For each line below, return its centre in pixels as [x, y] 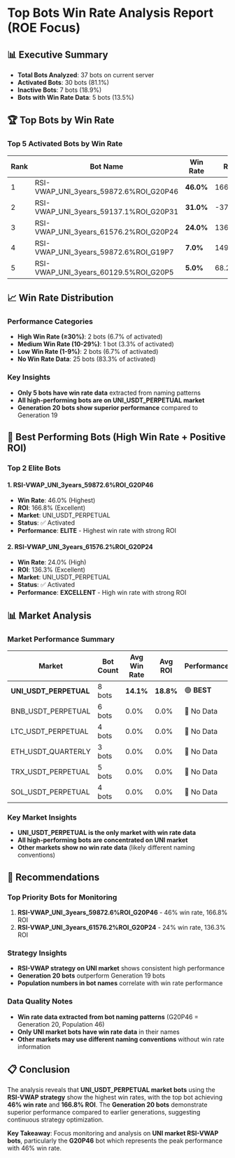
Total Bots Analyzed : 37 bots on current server [86, 75]
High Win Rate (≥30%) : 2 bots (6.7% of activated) [90, 337]
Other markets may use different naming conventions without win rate [121, 1039]
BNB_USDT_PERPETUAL [51, 711]
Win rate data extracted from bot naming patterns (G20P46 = [108, 1017]
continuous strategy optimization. [56, 1120]
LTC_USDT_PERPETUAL [50, 732]
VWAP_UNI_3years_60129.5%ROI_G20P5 [104, 272]
